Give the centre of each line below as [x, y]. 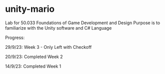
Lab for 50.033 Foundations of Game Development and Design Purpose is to [82, 23]
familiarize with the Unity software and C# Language [58, 28]
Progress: [15, 37]
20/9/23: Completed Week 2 [34, 56]
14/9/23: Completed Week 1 [33, 66]
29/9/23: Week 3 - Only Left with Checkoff [49, 47]
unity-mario [30, 9]
